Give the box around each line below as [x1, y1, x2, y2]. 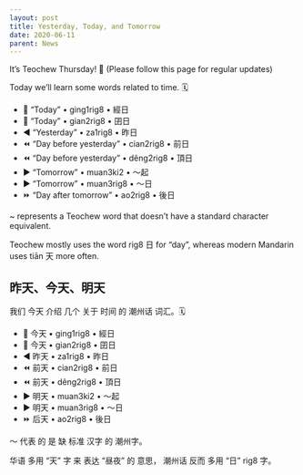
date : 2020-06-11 [9, 30, 76, 39]
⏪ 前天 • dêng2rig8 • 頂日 [22, 377, 122, 387]
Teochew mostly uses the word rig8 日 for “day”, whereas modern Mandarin [9, 239, 294, 251]
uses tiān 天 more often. [9, 251, 99, 262]
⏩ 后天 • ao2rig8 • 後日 [22, 414, 112, 425]
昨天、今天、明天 [9, 280, 106, 295]
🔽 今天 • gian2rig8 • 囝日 [22, 339, 116, 351]
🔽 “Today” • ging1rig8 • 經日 [22, 104, 129, 115]
